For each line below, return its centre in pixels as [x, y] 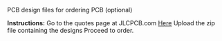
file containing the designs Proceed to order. [71, 30]
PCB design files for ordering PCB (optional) [70, 10]
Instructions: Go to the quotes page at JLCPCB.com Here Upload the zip [111, 23]
